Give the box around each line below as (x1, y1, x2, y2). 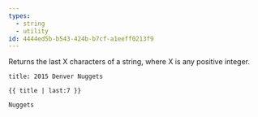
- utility (15, 27, 49, 35)
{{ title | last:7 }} (8, 87, 82, 95)
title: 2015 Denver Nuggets (8, 72, 104, 81)
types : (8, 11, 31, 20)
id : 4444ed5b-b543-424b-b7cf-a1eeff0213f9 (8, 34, 154, 43)
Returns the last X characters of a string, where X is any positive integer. (8, 57, 250, 67)
